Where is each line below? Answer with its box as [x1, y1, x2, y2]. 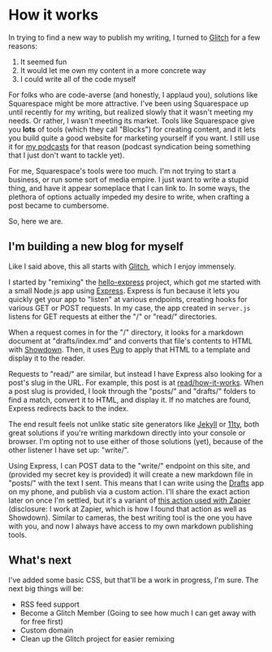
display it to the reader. [8, 353, 85, 363]
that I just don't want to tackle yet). [8, 150, 125, 160]
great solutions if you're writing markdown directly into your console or [8, 428, 246, 438]
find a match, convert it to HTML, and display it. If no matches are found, [8, 395, 252, 404]
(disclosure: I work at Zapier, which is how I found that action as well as [8, 503, 247, 513]
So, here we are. [8, 216, 63, 226]
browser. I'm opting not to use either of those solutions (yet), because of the [8, 436, 264, 446]
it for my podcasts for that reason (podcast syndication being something [8, 141, 251, 151]
